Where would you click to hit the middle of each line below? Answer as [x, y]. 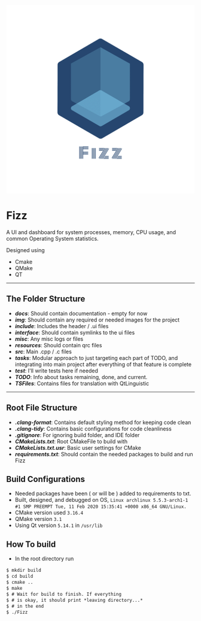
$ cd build [20, 577]
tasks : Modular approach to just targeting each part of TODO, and [96, 358]
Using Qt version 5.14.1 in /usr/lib [59, 525]
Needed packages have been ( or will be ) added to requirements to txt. [103, 493]
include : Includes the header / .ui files [62, 326]
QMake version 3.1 [38, 519]
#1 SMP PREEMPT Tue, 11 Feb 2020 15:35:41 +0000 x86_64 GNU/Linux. [100, 507]
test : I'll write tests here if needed [57, 371]
